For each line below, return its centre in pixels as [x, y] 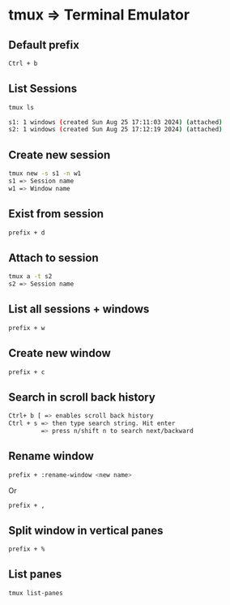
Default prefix [44, 45]
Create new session [60, 154]
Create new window [60, 353]
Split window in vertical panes [86, 530]
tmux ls [21, 107]
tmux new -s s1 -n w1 [45, 174]
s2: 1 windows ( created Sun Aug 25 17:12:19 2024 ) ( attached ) [115, 130]
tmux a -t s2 [30, 277]
